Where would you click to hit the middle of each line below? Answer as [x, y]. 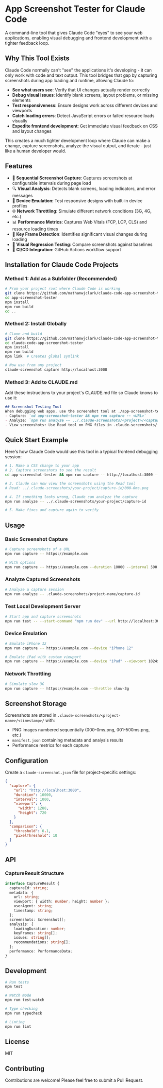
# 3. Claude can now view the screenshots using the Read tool [70, 484]
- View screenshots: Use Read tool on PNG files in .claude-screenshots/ [81, 425]
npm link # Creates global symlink [42, 356]
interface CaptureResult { [32, 883]
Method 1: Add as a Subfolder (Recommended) [61, 278]
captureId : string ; [29, 888]
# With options [20, 562]
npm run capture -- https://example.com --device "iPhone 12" [69, 648]
